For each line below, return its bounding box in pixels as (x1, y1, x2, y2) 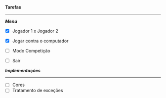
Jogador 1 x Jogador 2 (12, 28, 58, 34)
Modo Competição (12, 48, 50, 54)
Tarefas (5, 4, 21, 10)
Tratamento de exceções (12, 88, 63, 94)
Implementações (5, 68, 41, 74)
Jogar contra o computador (12, 38, 69, 44)
